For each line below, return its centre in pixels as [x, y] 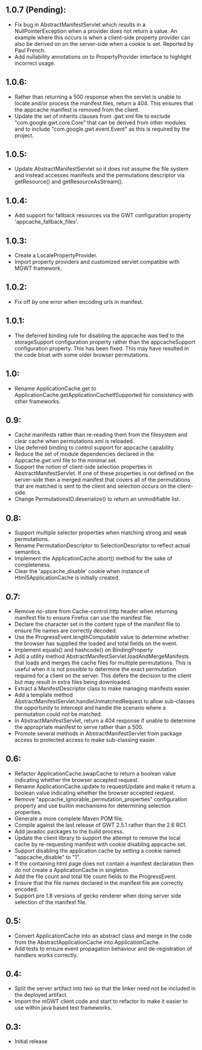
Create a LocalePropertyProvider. [56, 255]
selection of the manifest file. [50, 902]
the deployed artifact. [41, 995]
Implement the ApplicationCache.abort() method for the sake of [93, 559]
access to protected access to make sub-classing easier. [85, 740]
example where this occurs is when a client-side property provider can [102, 37]
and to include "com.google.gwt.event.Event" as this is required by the [102, 129]
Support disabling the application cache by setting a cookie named [97, 850]
